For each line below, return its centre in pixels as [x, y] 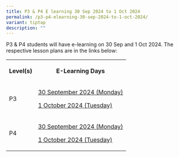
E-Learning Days [81, 71]
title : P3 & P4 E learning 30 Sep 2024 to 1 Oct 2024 [73, 11]
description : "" [26, 28]
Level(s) [21, 71]
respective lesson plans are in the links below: [62, 51]
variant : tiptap [26, 22]
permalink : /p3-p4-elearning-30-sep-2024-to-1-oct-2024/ [77, 17]
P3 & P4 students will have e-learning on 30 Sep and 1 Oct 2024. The [90, 45]
